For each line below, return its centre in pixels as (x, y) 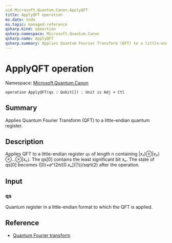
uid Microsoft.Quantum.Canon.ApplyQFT (47, 10)
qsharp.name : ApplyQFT (29, 39)
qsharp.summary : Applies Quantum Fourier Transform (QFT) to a (74, 43)
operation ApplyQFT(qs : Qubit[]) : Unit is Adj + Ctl (65, 92)
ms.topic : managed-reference (36, 24)
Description (24, 141)
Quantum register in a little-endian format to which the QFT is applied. (79, 207)
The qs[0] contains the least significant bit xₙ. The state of (93, 160)
